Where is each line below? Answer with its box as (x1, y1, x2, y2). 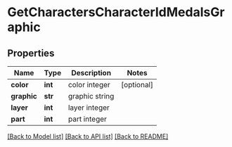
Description (71, 68, 111, 77)
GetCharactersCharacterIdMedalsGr (7, 4, 225, 20)
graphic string (67, 91, 115, 101)
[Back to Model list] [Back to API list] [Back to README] (7, 132, 169, 141)
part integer (67, 114, 108, 124)
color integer (67, 80, 110, 89)
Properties (7, 47, 55, 59)
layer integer (67, 103, 110, 113)
